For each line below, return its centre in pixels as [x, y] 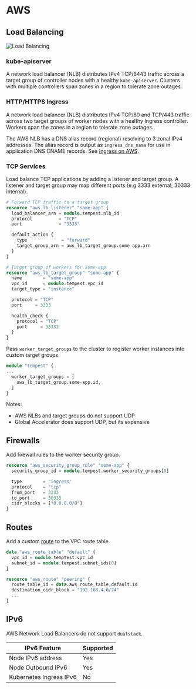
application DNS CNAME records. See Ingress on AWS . [72, 151]
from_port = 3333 [35, 492]
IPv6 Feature [43, 648]
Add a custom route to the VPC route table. [58, 541]
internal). [17, 191]
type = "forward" [54, 240]
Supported [98, 648]
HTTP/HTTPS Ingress [37, 102]
